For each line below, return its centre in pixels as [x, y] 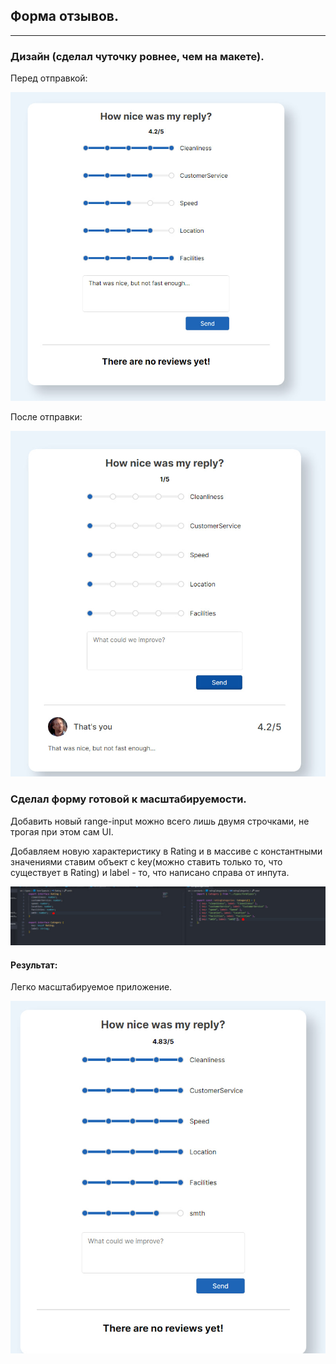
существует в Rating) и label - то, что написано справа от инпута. [150, 872]
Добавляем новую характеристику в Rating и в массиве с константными [166, 851]
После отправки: [46, 416]
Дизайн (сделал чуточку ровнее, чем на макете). [137, 56]
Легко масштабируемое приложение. [91, 987]
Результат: [34, 965]
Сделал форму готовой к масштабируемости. [128, 799]
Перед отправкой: [49, 78]
